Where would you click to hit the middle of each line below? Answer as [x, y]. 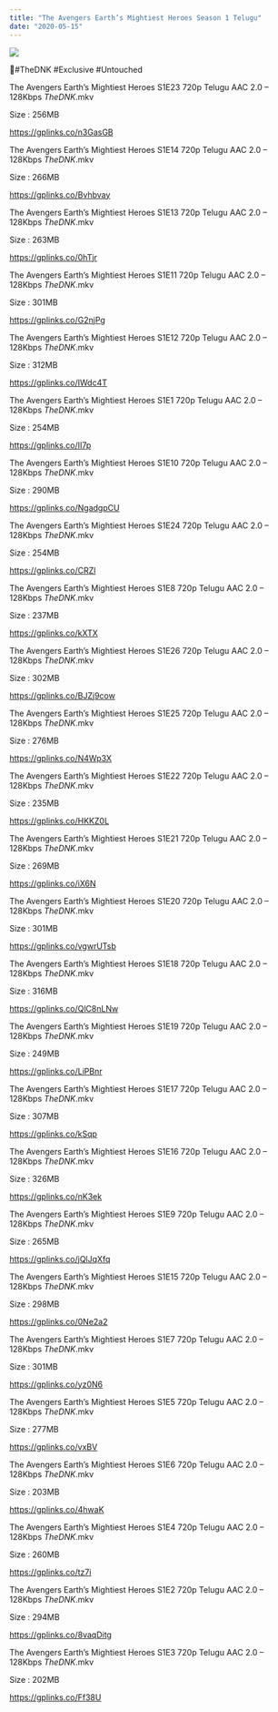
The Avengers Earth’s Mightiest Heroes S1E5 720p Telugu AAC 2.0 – [137, 1401]
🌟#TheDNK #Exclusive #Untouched [76, 69]
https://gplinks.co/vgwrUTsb [63, 946]
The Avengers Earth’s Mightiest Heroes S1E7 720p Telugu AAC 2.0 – [136, 1339]
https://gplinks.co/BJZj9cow [62, 695]
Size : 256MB [35, 114]
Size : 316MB [34, 991]
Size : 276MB [34, 740]
